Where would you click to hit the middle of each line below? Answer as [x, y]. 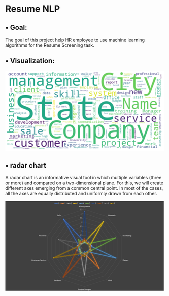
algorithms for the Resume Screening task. [50, 45]
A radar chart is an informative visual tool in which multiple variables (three [83, 178]
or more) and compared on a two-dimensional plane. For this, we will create [84, 183]
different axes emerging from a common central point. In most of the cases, [84, 188]
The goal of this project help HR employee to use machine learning [75, 40]
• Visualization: [30, 61]
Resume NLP [33, 9]
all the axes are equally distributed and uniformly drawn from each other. [81, 194]
